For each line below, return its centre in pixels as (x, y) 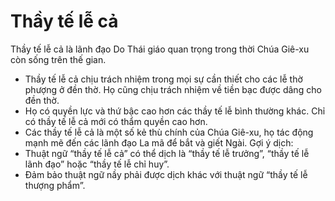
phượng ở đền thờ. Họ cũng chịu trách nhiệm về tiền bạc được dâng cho (173, 89)
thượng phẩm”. (55, 185)
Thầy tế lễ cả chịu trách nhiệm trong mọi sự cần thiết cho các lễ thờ (163, 79)
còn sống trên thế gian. (58, 59)
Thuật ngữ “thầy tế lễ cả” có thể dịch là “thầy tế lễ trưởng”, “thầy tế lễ (167, 153)
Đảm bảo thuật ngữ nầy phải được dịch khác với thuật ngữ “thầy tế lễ (166, 174)
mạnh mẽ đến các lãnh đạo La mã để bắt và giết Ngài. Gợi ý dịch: (159, 142)
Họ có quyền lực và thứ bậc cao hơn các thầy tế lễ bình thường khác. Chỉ (175, 111)
